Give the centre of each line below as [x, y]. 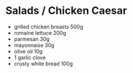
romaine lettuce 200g [40, 32]
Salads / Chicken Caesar [66, 11]
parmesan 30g [32, 39]
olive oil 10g [28, 51]
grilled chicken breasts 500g [48, 27]
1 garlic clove [30, 57]
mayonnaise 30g [34, 45]
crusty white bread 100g [43, 63]
